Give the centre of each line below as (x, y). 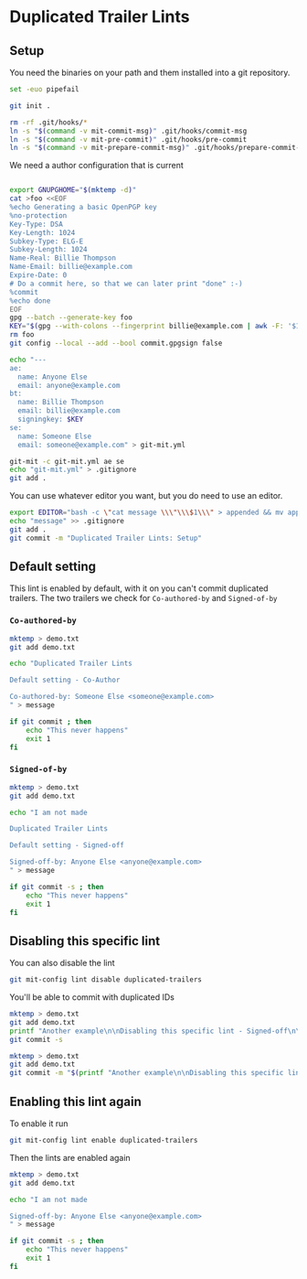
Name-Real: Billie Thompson (63, 258)
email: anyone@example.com (69, 385)
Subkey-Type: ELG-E (47, 241)
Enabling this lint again (75, 1101)
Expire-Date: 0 (38, 275)
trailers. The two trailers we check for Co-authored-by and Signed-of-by (143, 598)
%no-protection (38, 215)
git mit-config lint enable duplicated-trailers (104, 1141)
